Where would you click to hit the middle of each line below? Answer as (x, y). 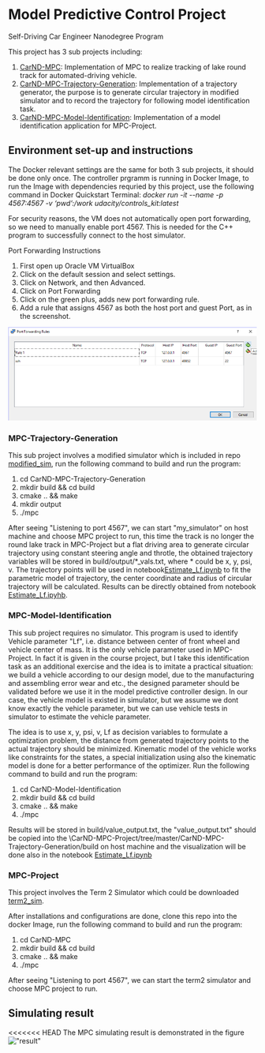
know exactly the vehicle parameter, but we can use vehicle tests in (118, 708)
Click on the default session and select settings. (97, 274)
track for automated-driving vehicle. (78, 75)
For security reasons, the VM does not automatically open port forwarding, (129, 218)
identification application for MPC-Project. (88, 126)
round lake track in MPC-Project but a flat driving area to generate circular (129, 545)
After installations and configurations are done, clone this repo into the (123, 916)
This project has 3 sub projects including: (75, 51)
